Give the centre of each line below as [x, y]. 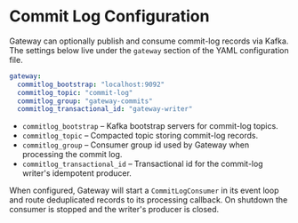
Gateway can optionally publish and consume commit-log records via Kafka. [149, 41]
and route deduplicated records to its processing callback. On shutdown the [149, 200]
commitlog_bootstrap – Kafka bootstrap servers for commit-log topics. [150, 126]
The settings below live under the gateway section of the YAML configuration [149, 50]
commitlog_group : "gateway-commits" [85, 101]
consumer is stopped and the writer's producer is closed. [114, 210]
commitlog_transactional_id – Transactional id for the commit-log [143, 164]
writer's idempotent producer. [77, 173]
